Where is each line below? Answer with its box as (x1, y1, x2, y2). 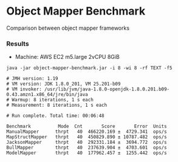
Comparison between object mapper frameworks (6, 24, 129, 32)
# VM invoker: (6, 86, 43, 92)
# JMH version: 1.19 (6, 76, 59, 82)
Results (6, 39, 29, 48)
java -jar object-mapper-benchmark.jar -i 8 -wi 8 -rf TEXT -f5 (6, 65, 173, 71)
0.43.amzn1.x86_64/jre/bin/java (6, 92, 88, 98)
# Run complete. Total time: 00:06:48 (6, 113, 104, 119)
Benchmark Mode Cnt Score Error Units (6, 123, 167, 130)
